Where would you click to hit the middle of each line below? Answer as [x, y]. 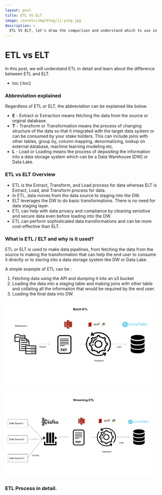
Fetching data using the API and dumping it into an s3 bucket [73, 278]
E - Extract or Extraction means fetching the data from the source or [80, 116]
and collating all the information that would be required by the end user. [83, 289]
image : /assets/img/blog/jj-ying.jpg [43, 20]
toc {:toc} [22, 83]
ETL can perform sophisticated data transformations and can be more [82, 221]
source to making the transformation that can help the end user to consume [81, 254]
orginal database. [29, 121]
